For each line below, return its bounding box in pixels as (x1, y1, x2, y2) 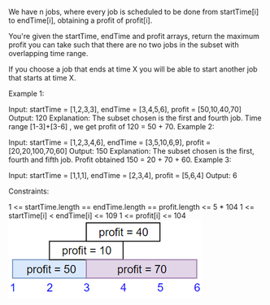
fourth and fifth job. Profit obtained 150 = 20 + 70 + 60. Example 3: (8, 155, 232, 164)
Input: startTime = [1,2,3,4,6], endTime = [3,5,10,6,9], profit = (8, 137, 211, 147)
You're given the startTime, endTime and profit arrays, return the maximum (8, 32, 260, 41)
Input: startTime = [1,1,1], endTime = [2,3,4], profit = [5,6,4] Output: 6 (8, 171, 237, 180)
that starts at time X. (8, 73, 76, 82)
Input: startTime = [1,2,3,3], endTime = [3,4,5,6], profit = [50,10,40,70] (8, 105, 242, 114)
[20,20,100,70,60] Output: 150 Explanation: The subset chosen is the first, (8, 146, 255, 155)
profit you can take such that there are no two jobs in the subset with (8, 40, 239, 50)
